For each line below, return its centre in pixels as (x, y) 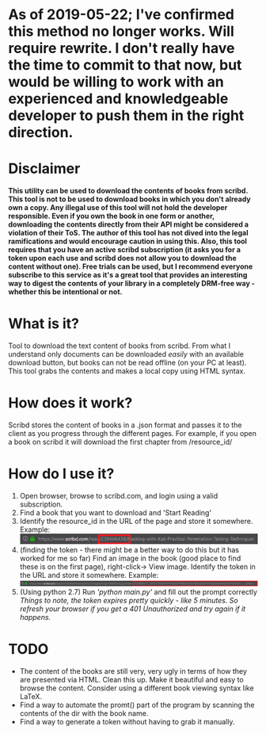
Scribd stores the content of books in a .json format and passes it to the (125, 425)
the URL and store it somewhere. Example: (89, 575)
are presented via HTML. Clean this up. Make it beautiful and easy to (131, 679)
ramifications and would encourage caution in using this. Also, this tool (128, 241)
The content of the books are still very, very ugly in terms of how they (133, 671)
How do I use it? (61, 474)
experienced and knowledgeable (118, 99)
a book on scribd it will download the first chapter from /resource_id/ (120, 442)
